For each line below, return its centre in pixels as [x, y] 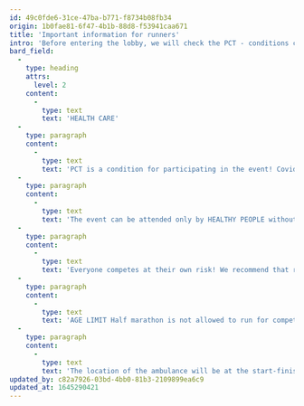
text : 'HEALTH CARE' [81, 118]
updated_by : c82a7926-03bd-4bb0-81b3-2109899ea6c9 [107, 379]
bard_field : [32, 52]
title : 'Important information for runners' [95, 34]
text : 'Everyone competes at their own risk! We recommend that [166, 270]
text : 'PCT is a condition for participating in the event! [157, 169]
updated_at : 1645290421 [54, 388]
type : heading [52, 69]
